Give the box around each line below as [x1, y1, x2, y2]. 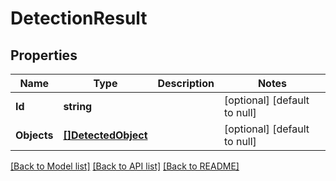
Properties [10, 47, 78, 64]
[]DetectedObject [63, 128, 148, 142]
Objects [15, 128, 54, 142]
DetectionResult [10, 7, 148, 30]
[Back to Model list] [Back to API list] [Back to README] [10, 160, 240, 172]
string [63, 100, 93, 113]
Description [157, 77, 215, 90]
